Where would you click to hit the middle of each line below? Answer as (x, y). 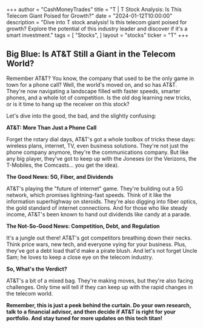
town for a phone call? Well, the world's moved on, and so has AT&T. (92, 84)
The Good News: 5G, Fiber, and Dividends (60, 176)
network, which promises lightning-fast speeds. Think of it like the (89, 195)
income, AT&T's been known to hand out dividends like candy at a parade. (99, 214)
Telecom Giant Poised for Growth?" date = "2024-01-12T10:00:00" (89, 16)
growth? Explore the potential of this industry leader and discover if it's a (97, 28)
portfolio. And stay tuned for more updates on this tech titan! (84, 318)
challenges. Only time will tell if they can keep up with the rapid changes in (99, 287)
